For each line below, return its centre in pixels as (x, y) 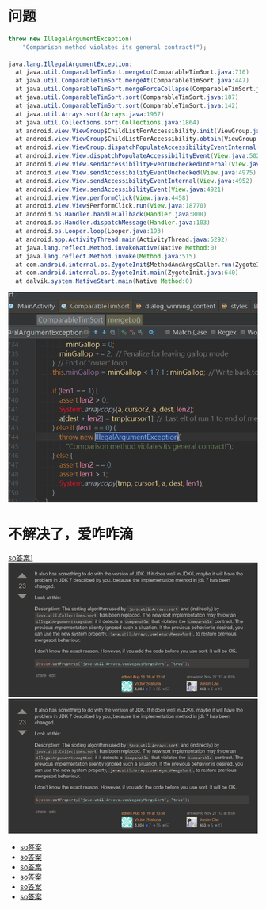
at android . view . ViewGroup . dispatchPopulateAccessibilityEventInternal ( (138, 147)
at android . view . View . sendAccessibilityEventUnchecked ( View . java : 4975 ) (136, 172)
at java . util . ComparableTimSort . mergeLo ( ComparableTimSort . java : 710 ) (132, 72)
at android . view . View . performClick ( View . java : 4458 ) (103, 198)
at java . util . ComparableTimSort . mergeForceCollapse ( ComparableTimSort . (136, 89)
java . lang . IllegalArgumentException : (70, 64)
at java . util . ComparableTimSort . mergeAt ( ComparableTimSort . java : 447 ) (132, 81)
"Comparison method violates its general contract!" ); (115, 47)
